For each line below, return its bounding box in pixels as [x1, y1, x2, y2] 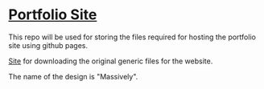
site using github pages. [8, 40, 89, 50]
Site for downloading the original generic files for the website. [8, 56, 213, 66]
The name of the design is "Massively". [8, 71, 138, 81]
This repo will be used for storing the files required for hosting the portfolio [8, 32, 256, 42]
